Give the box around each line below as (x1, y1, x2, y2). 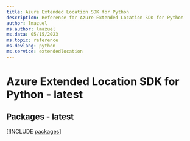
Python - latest (6, 88, 83, 101)
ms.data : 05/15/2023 (6, 32, 59, 38)
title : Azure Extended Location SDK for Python (6, 9, 130, 15)
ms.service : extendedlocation (6, 49, 83, 55)
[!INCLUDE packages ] (6, 128, 62, 135)
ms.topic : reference (6, 37, 59, 43)
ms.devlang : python (6, 43, 56, 49)
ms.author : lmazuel (6, 26, 56, 32)
